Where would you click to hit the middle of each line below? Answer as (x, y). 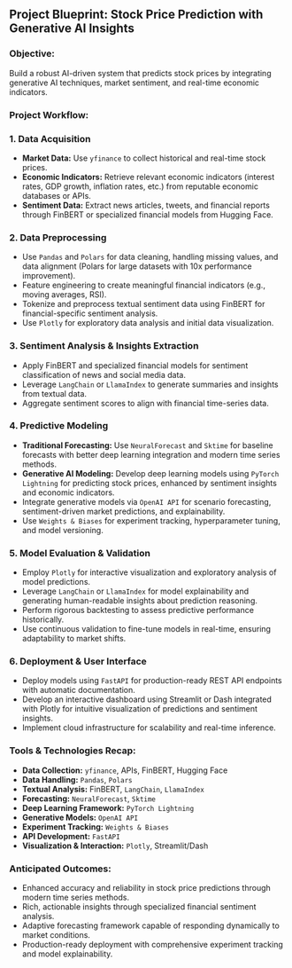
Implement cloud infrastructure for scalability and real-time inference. (149, 728)
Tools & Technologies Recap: (73, 751)
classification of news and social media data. (104, 374)
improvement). (49, 276)
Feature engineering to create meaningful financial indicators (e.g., (143, 285)
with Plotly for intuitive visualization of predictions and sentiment (140, 709)
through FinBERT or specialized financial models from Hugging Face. (148, 214)
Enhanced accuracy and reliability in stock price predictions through (146, 887)
